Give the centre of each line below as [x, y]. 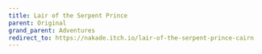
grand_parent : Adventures [52, 30]
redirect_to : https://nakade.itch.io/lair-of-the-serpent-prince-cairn [131, 38]
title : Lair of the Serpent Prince [68, 15]
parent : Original [37, 23]
